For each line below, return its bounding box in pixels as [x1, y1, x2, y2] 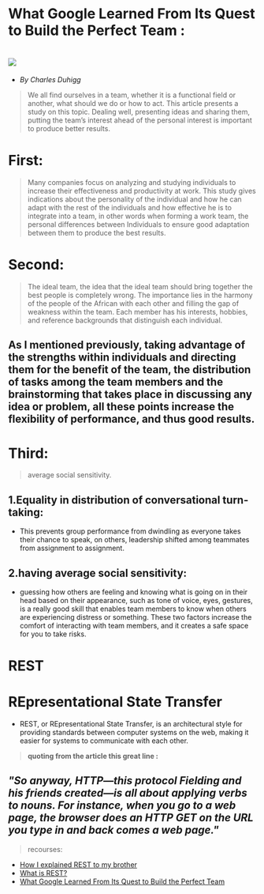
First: [8, 152, 43, 170]
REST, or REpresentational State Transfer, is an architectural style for [19, 719, 243, 729]
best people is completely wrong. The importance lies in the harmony [27, 290, 254, 300]
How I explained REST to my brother [19, 859, 138, 869]
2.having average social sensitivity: [8, 566, 188, 579]
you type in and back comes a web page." [8, 824, 219, 837]
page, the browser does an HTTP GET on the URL [8, 811, 254, 824]
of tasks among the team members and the [8, 375, 223, 389]
